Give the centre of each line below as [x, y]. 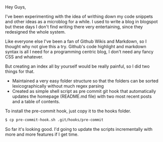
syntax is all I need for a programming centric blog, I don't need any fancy [79, 52]
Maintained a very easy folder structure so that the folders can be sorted [85, 81]
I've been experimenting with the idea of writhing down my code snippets [79, 16]
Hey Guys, [16, 7]
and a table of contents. [36, 101]
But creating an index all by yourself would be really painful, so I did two [77, 66]
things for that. [20, 71]
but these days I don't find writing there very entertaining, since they [74, 27]
